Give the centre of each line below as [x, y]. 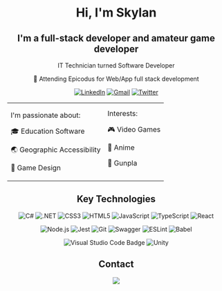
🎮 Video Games [134, 129]
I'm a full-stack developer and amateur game [116, 38]
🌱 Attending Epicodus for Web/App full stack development [116, 79]
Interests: [123, 113]
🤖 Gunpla [122, 163]
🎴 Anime [121, 148]
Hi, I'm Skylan [116, 13]
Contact [116, 264]
